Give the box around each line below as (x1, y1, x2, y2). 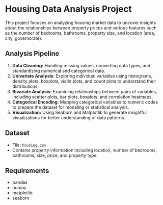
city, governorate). (5, 35, 43, 41)
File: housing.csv (12, 142, 47, 148)
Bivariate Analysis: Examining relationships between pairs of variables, (12, 88, 157, 94)
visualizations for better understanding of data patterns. (12, 114, 126, 121)
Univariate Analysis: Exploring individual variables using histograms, (12, 73, 152, 79)
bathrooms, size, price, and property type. (12, 152, 98, 158)
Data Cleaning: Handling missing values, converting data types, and (12, 62, 151, 68)
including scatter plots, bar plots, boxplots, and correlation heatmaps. (12, 94, 153, 100)
